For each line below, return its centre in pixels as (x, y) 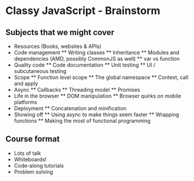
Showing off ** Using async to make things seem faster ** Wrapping (96, 114)
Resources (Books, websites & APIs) (58, 46)
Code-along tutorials (39, 165)
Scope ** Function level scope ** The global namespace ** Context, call (101, 77)
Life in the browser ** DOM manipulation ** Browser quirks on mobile (98, 96)
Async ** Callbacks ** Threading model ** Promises (77, 90)
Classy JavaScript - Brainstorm (83, 11)
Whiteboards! (30, 159)
